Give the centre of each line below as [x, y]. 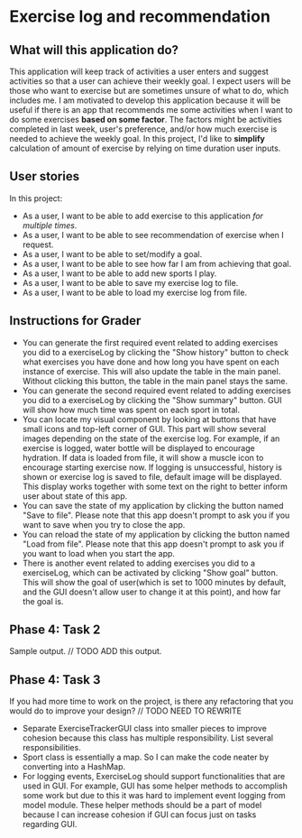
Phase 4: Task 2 [55, 630]
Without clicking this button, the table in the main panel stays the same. [155, 381]
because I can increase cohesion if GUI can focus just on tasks [139, 815]
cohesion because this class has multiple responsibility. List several [147, 738]
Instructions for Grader [75, 321]
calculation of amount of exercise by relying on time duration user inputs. [145, 148]
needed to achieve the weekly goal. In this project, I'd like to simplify [137, 138]
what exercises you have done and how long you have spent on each [151, 362]
